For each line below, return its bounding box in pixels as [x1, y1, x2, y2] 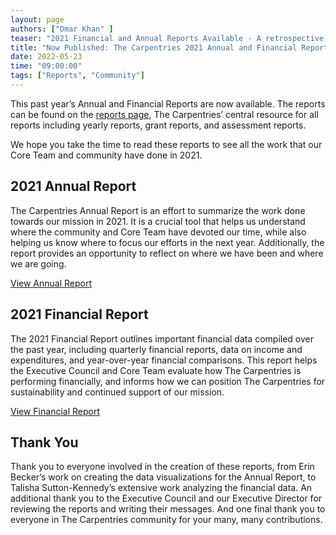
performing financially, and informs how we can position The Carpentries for [10, 375, 326, 387]
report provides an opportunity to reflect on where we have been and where [10, 247, 324, 259]
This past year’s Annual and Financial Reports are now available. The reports [10, 97, 326, 110]
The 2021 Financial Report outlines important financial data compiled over [10, 332, 315, 345]
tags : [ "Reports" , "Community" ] [10, 71, 145, 81]
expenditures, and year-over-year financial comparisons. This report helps [10, 354, 318, 366]
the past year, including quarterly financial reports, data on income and [10, 343, 303, 355]
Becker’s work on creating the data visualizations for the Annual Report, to [10, 471, 317, 483]
